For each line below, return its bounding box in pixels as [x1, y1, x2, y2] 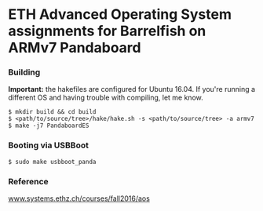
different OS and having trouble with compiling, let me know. [8, 93, 203, 103]
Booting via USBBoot [8, 140, 89, 151]
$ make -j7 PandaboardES [8, 122, 89, 130]
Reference [8, 176, 49, 187]
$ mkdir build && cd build [8, 108, 97, 116]
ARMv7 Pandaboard [8, 39, 141, 56]
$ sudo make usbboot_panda [8, 158, 97, 166]
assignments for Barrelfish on [8, 22, 206, 40]
